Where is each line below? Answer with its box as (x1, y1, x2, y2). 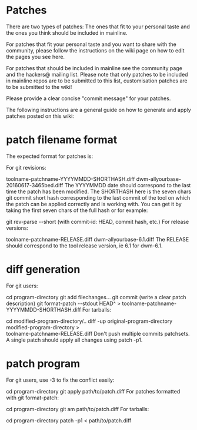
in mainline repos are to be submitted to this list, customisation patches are (6, 77, 188, 84)
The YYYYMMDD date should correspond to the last (64, 181, 191, 188)
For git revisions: (6, 164, 46, 171)
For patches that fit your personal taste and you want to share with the (6, 41, 176, 48)
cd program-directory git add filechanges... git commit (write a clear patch (6, 293, 186, 300)
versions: (6, 224, 28, 231)
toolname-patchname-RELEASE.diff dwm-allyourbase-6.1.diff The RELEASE (6, 236, 189, 243)
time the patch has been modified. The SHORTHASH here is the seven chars (6, 188, 192, 195)
